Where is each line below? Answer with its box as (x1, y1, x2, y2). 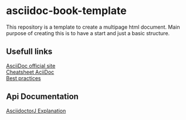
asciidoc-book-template (6, 4, 127, 18)
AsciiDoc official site (6, 62, 56, 69)
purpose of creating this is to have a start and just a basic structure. (6, 29, 170, 36)
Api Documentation (6, 92, 79, 102)
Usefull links (6, 47, 53, 57)
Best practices (6, 74, 41, 81)
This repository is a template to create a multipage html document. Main (6, 23, 180, 30)
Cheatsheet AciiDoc (6, 68, 55, 76)
